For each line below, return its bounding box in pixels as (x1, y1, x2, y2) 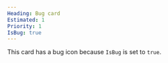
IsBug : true (7, 29, 42, 36)
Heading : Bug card (7, 10, 60, 17)
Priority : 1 (7, 23, 42, 29)
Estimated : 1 (7, 16, 45, 23)
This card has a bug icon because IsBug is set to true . (7, 48, 162, 56)
